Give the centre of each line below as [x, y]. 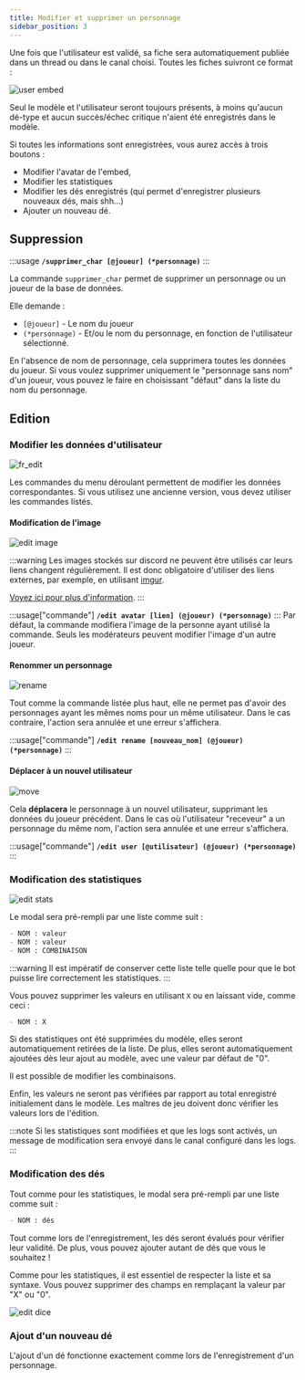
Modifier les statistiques [68, 181]
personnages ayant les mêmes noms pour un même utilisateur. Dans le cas [150, 713]
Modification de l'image [56, 522]
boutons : [27, 154]
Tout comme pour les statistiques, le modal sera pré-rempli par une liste [144, 1194]
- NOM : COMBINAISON [49, 950]
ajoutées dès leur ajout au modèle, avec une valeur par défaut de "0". [140, 1059]
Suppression [46, 239]
